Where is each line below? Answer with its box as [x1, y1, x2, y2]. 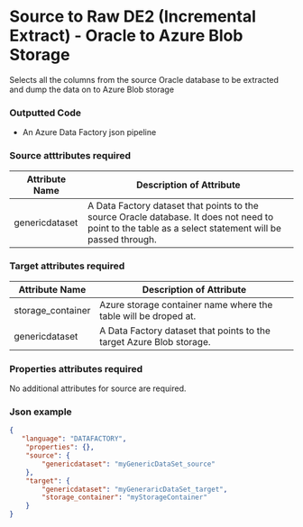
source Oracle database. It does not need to [87, 210, 274, 223]
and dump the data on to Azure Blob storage [9, 84, 174, 95]
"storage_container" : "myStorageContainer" [41, 493, 207, 502]
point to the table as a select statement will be [87, 222, 282, 234]
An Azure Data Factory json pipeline [22, 127, 157, 138]
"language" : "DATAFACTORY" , [21, 434, 127, 443]
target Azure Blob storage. [98, 335, 211, 348]
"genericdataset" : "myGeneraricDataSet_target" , [41, 485, 228, 494]
